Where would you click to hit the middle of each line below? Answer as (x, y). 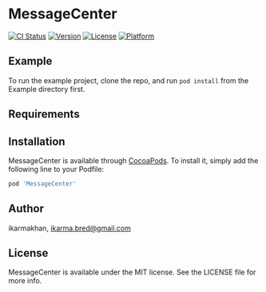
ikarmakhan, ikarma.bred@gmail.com (70, 228)
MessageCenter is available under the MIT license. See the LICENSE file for (132, 272)
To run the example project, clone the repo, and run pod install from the (129, 80)
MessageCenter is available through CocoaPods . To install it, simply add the (133, 160)
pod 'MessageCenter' (43, 184)
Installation (37, 141)
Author (26, 209)
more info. (25, 281)
